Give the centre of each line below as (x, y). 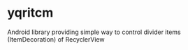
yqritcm (30, 13)
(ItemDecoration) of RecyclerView (56, 39)
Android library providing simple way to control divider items (94, 32)
